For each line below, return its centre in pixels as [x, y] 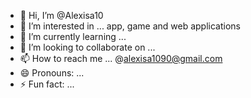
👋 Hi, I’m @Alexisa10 [61, 15]
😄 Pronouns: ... [52, 73]
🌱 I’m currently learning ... [73, 36]
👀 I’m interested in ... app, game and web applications [130, 26]
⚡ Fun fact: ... [47, 84]
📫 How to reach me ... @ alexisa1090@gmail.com [121, 58]
